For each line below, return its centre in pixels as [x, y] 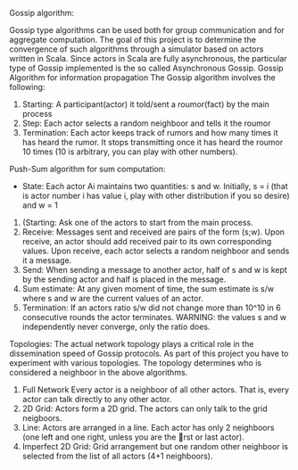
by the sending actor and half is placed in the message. [124, 279]
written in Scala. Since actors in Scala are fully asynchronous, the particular [148, 58]
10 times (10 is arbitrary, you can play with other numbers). [130, 152]
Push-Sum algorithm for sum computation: [87, 169]
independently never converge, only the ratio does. [116, 326]
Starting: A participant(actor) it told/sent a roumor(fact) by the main [146, 104]
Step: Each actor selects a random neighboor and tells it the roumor [146, 123]
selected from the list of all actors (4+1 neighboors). [117, 456]
